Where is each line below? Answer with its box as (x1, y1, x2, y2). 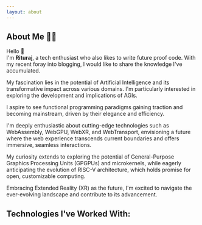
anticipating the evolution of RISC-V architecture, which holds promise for (6, 166, 191, 174)
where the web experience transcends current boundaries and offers (6, 135, 179, 142)
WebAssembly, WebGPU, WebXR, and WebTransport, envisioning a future (6, 129, 191, 136)
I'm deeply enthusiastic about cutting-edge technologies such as (6, 122, 169, 129)
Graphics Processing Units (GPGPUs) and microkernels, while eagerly (6, 160, 181, 167)
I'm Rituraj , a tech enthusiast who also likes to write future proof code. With (6, 54, 196, 62)
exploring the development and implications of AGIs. (6, 92, 138, 99)
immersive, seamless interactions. (6, 141, 92, 149)
